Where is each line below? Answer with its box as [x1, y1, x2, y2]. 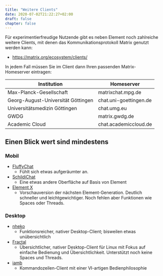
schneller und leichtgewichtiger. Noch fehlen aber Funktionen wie [19, 194, 152, 200]
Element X [12, 184, 33, 190]
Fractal [12, 239, 26, 245]
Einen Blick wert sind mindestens [5, 138, 109, 146]
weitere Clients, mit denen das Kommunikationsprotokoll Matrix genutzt [5, 40, 149, 46]
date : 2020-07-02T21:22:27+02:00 [5, 12, 73, 17]
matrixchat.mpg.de [97, 89, 141, 96]
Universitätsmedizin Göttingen [7, 105, 77, 112]
